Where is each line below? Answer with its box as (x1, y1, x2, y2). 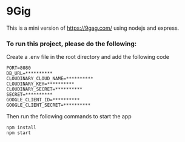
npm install (6, 124, 36, 131)
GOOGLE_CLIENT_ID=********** (6, 97, 80, 103)
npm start (6, 130, 32, 136)
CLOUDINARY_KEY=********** (6, 81, 75, 87)
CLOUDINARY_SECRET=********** (6, 86, 83, 92)
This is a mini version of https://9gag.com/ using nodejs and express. (6, 24, 180, 32)
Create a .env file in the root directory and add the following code (6, 53, 170, 61)
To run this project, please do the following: (6, 39, 137, 48)
